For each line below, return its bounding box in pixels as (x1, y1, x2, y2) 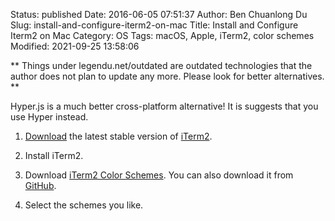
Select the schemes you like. (24, 199, 144, 211)
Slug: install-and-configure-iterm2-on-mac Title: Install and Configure (10, 19, 299, 31)
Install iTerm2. (24, 150, 84, 161)
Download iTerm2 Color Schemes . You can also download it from (24, 169, 294, 181)
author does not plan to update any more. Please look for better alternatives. (10, 70, 325, 82)
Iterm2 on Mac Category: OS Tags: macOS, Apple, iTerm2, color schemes (10, 30, 315, 41)
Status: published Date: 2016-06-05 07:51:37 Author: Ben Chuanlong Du (10, 9, 308, 20)
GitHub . (24, 180, 57, 191)
